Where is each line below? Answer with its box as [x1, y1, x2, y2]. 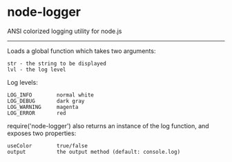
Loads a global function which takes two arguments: [7, 46, 156, 55]
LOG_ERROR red [7, 110, 67, 117]
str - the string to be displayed [7, 60, 107, 67]
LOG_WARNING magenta [7, 103, 79, 110]
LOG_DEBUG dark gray [7, 97, 85, 104]
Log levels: [7, 78, 38, 86]
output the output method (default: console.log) [7, 148, 181, 155]
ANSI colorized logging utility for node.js [7, 27, 122, 35]
